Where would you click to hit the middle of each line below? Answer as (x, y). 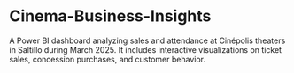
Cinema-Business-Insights (110, 16)
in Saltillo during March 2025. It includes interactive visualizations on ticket (145, 49)
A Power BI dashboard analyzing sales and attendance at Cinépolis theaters (147, 40)
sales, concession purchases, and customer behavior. (108, 59)
